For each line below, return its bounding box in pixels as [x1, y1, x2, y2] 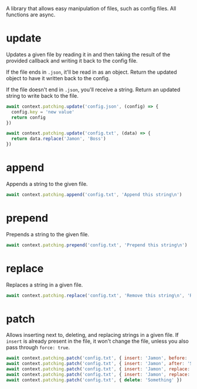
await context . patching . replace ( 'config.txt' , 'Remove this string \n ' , [6, 292, 185, 298]
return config [11, 114, 46, 121]
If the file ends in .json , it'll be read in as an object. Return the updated [6, 68, 177, 75]
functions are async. [6, 11, 56, 18]
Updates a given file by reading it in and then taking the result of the [6, 51, 171, 58]
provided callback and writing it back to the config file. [6, 57, 138, 64]
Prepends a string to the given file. [6, 230, 90, 237]
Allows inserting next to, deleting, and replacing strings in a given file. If [6, 332, 179, 339]
